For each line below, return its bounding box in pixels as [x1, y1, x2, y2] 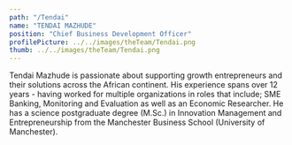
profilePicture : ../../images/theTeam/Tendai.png [9, 37, 196, 47]
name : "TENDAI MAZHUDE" [9, 21, 97, 30]
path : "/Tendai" [9, 12, 69, 22]
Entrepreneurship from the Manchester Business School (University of [9, 117, 265, 128]
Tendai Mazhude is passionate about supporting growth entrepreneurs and [9, 70, 283, 80]
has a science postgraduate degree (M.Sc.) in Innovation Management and [9, 108, 282, 118]
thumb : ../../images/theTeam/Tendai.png [9, 46, 161, 55]
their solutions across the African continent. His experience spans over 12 [9, 80, 279, 90]
